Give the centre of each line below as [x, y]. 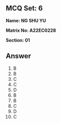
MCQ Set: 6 [24, 8]
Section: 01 [18, 40]
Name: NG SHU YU [26, 20]
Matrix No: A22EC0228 [31, 30]
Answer [19, 56]
